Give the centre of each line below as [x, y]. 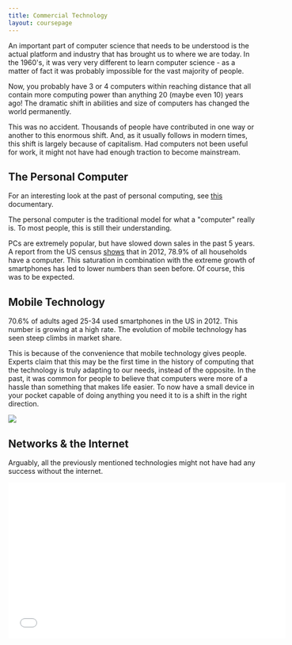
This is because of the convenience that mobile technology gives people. [127, 353]
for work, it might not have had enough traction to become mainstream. [125, 152]
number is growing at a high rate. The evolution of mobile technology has [127, 330]
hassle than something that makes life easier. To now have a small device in [131, 387]
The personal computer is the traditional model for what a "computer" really [132, 219]
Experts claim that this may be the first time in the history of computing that [131, 362]
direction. [24, 404]
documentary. [31, 204]
